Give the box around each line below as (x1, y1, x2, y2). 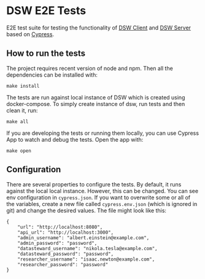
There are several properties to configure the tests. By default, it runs (6, 180, 182, 188)
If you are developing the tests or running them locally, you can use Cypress (6, 129, 199, 137)
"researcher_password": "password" (17, 261, 109, 267)
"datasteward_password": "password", (17, 251, 114, 257)
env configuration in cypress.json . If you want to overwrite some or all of (6, 194, 191, 201)
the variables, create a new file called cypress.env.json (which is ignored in (6, 200, 198, 207)
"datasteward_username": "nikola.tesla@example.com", (17, 245, 158, 251)
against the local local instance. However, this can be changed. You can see (6, 187, 198, 194)
